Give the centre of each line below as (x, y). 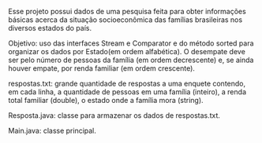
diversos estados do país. (50, 28)
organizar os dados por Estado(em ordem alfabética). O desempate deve (127, 51)
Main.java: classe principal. (52, 130)
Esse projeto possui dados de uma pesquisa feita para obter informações (127, 11)
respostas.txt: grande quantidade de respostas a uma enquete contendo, (127, 83)
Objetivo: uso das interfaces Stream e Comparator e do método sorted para (131, 43)
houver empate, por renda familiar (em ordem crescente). (102, 68)
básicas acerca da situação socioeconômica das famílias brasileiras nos (125, 20)
